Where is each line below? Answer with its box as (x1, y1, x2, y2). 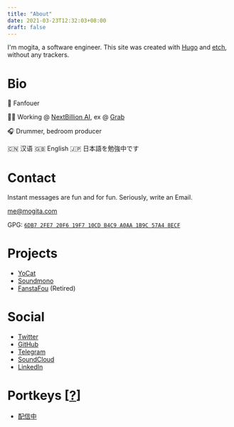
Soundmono (17, 276, 54, 285)
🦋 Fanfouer (7, 99, 41, 107)
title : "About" (7, 10, 53, 18)
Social (7, 309, 45, 325)
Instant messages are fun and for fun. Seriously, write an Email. (7, 193, 193, 202)
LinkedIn (17, 363, 43, 372)
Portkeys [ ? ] (7, 388, 82, 404)
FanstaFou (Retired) (17, 284, 76, 293)
